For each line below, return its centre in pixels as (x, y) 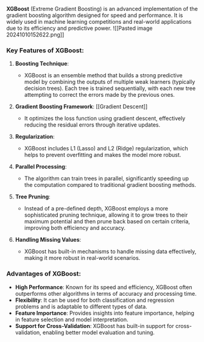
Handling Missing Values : (48, 240)
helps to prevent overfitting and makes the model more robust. (103, 155)
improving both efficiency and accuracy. (75, 228)
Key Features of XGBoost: (45, 50)
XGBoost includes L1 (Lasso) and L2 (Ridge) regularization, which (106, 148)
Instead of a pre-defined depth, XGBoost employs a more (96, 209)
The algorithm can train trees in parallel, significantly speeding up (107, 178)
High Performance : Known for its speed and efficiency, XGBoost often (104, 287)
